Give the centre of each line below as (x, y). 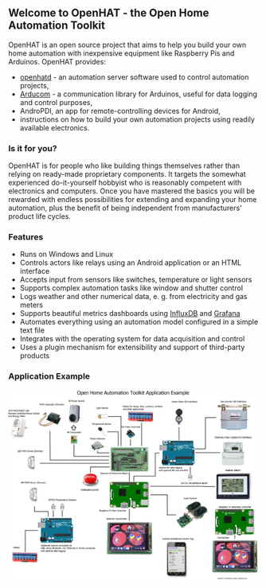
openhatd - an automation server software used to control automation (134, 77)
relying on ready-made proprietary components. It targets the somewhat (127, 174)
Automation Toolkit (57, 26)
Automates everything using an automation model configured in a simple (139, 322)
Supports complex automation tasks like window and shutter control (131, 288)
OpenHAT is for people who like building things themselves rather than (124, 165)
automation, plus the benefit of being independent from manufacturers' (125, 208)
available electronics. (55, 127)
